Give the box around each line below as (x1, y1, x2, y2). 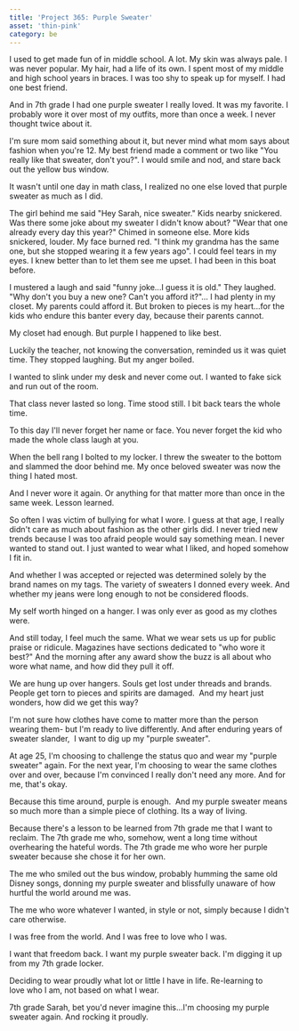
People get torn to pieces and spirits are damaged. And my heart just (9, 687, 264, 699)
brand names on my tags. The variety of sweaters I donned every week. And (9, 580, 290, 590)
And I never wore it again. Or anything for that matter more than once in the (9, 488, 286, 499)
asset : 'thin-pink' (9, 21, 82, 30)
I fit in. (9, 553, 33, 564)
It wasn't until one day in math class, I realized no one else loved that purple (9, 182, 287, 192)
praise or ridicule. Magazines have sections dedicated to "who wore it (9, 642, 265, 653)
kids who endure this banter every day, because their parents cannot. (9, 311, 264, 321)
